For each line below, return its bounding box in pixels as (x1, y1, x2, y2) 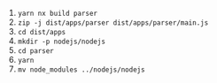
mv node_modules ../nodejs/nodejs (17, 65, 145, 74)
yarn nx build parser (17, 9, 97, 18)
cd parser (17, 47, 55, 56)
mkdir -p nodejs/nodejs (17, 37, 106, 46)
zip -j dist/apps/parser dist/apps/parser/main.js (17, 19, 209, 27)
